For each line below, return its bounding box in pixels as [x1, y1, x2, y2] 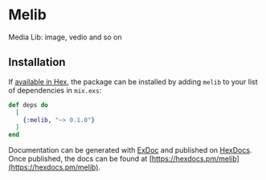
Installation [8, 55, 66, 69]
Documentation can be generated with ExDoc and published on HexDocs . [8, 145, 252, 155]
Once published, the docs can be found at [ [8, 154, 153, 164]
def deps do [8, 100, 48, 109]
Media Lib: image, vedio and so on [8, 32, 122, 42]
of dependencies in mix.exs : [8, 85, 102, 95]
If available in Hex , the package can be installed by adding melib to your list [8, 76, 259, 86]
